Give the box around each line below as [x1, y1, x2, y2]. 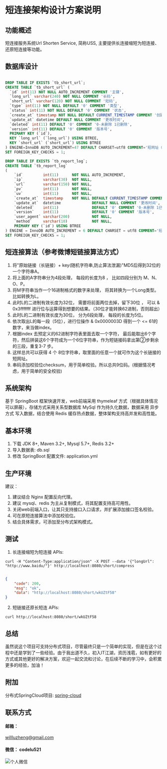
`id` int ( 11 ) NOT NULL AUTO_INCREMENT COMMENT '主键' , [9, 89, 124, 95]
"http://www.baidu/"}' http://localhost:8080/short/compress [5, 563, 135, 568]
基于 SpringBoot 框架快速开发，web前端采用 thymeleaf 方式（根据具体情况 [5, 398, 158, 404]
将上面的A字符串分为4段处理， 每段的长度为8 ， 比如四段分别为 [12, 275, 143, 281]
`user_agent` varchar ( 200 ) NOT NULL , [14, 214, 112, 219]
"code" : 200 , [14, 581, 41, 586]
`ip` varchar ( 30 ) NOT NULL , [14, 177, 92, 182]
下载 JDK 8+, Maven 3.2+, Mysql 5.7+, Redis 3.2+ [12, 441, 114, 447]
